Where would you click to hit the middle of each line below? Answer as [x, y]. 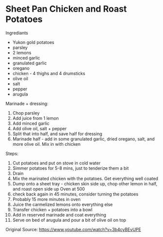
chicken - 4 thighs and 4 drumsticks [49, 73]
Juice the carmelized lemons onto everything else [63, 204]
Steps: [12, 153]
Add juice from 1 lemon [36, 118]
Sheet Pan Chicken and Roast [66, 9]
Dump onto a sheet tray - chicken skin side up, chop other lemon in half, [85, 183]
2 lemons [22, 53]
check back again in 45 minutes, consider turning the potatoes [75, 194]
